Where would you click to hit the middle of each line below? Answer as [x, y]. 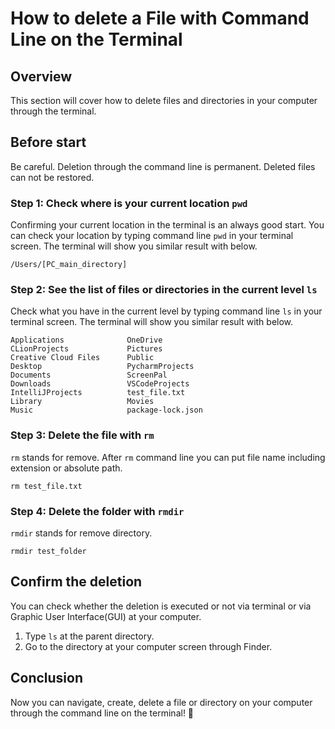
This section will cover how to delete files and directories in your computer [164, 100]
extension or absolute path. [66, 468]
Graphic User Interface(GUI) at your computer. [106, 616]
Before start [48, 142]
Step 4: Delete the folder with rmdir [97, 511]
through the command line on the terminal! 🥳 [102, 713]
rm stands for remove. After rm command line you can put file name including [168, 457]
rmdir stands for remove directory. [81, 533]
